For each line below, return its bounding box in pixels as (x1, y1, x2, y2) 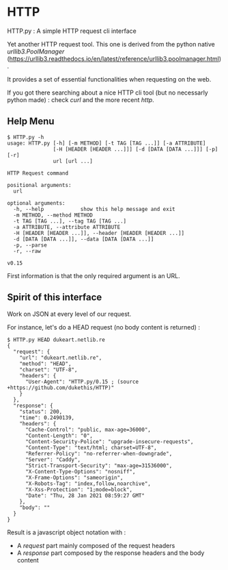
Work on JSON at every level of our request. (7, 310, 132, 318)
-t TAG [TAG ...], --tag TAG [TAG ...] (13, 217, 127, 225)
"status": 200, (19, 408, 63, 415)
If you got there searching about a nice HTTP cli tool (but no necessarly (7, 88, 208, 97)
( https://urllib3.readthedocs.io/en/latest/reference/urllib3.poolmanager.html (7, 54, 220, 62)
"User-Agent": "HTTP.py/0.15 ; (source (25, 378, 139, 385)
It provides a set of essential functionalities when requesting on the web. (7, 75, 212, 83)
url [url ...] (53, 158, 94, 164)
